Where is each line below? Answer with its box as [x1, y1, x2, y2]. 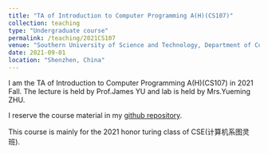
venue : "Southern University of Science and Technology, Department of [8, 41, 251, 49]
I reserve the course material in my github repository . [8, 110, 183, 120]
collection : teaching [8, 19, 81, 27]
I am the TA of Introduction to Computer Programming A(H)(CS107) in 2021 [8, 77, 254, 88]
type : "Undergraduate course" [8, 26, 109, 34]
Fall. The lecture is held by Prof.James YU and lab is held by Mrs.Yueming [8, 86, 251, 96]
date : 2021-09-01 [8, 49, 66, 57]
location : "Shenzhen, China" [8, 57, 105, 65]
